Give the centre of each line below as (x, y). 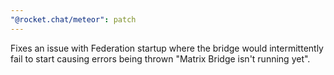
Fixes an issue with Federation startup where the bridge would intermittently (167, 48)
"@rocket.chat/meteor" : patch (73, 19)
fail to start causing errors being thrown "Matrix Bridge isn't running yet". (160, 58)
